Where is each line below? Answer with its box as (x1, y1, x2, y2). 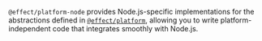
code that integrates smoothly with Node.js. (52, 24, 199, 33)
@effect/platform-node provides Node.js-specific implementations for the (8, 7, 255, 16)
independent (8, 24, 51, 33)
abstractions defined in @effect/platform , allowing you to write (8, 15, 219, 25)
